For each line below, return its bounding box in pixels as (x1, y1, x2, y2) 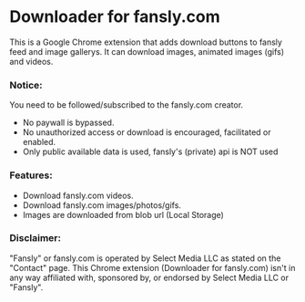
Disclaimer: (9, 232, 62, 245)
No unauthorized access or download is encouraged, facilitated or (22, 127, 271, 138)
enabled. (22, 137, 56, 148)
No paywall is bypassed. (22, 117, 115, 129)
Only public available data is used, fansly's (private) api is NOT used (22, 146, 279, 157)
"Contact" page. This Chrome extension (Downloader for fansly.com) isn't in (9, 262, 296, 273)
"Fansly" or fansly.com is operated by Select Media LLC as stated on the (9, 253, 281, 264)
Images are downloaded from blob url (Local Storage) (22, 209, 225, 220)
